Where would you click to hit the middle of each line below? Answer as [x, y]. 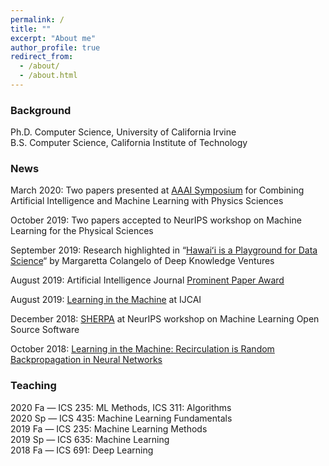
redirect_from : [42, 57]
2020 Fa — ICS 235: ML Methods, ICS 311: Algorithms [121, 407]
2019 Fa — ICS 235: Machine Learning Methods [109, 428]
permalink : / [37, 19]
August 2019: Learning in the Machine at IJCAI [106, 300]
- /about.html [48, 76]
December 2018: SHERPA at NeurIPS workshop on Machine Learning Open [165, 319]
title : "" [31, 29]
